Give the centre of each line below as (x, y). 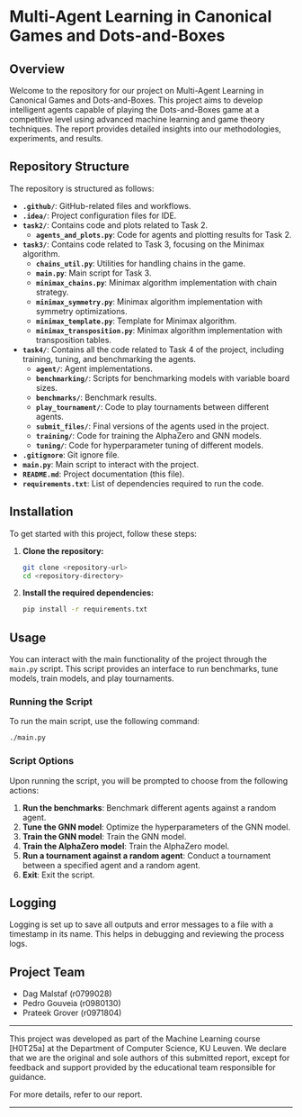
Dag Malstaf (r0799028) (67, 994)
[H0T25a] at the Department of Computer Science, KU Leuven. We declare (148, 1049)
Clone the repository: (63, 550)
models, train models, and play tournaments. (92, 678)
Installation (41, 512)
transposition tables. (74, 340)
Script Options (42, 761)
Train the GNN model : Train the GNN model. (104, 836)
